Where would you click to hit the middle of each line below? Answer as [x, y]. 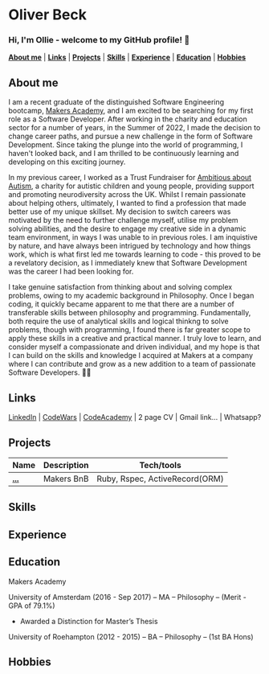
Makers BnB [66, 479]
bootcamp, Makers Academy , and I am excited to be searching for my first [131, 111]
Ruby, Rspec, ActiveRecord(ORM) [160, 479]
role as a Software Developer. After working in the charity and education [128, 119]
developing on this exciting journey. [67, 162]
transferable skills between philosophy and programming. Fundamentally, [130, 313]
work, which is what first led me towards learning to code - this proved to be [134, 254]
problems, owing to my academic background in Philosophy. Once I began [131, 296]
